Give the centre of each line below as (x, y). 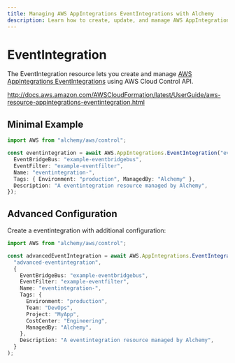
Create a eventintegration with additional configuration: (87, 230)
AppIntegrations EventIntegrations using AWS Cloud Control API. (100, 82)
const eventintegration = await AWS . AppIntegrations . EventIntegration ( (114, 153)
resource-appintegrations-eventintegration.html (76, 103)
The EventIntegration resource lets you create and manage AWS (100, 74)
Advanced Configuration (62, 214)
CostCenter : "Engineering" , (67, 321)
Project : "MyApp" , (52, 314)
